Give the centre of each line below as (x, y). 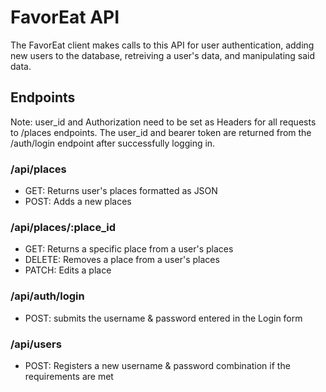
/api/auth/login (47, 296)
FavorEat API (65, 17)
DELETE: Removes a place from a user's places (122, 260)
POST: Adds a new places (78, 202)
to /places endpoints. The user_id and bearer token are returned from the (161, 132)
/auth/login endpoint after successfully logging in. (113, 143)
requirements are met (69, 376)
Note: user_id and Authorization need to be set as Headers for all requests (163, 122)
